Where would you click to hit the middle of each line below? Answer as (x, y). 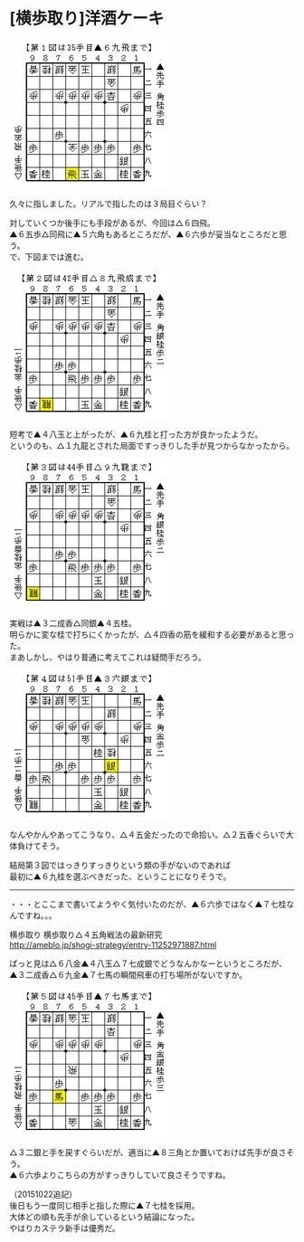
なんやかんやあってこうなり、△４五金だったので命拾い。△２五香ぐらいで (148, 834)
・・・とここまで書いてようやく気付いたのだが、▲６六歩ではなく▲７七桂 (148, 904)
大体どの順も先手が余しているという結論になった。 (104, 1217)
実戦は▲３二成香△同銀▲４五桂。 (73, 623)
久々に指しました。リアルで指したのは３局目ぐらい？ (109, 204)
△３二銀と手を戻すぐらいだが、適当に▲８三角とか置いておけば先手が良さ (148, 1152)
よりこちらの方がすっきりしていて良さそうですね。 (136, 1175)
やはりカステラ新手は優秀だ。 (65, 1228)
